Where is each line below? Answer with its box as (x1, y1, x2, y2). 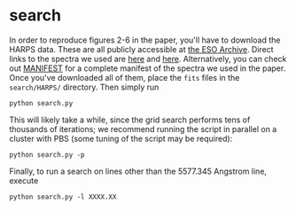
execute (9, 175, 39, 186)
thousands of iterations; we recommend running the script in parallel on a (9, 123, 277, 134)
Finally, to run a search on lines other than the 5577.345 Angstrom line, (9, 166, 268, 176)
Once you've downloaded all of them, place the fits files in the (9, 72, 240, 82)
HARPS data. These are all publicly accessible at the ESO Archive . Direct (9, 43, 274, 54)
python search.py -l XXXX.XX (9, 192, 117, 201)
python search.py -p (9, 150, 86, 159)
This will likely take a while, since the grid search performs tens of (9, 114, 251, 125)
